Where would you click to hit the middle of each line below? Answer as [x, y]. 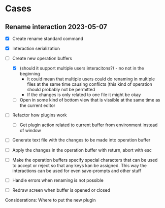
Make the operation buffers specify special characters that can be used [85, 160]
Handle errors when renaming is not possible [58, 180]
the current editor [37, 105]
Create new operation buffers [42, 58]
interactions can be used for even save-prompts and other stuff [77, 171]
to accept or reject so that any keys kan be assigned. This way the [79, 165]
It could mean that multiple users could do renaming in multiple [91, 79]
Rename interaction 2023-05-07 [56, 27]
